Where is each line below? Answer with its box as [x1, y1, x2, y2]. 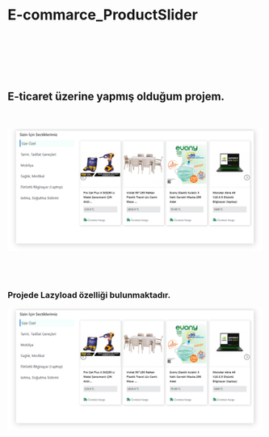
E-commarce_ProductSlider [7, 6, 199, 24]
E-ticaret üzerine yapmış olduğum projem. [7, 89, 225, 103]
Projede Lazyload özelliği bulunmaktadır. [7, 289, 171, 300]
